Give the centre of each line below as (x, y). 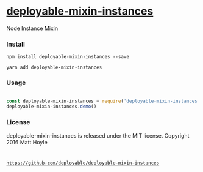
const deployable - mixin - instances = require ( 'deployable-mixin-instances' (103, 101)
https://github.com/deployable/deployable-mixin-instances (83, 163)
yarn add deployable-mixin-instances (54, 68)
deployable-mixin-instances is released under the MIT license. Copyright (98, 135)
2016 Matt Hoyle (27, 142)
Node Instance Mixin (32, 28)
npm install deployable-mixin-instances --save (68, 57)
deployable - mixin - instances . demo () (52, 107)
